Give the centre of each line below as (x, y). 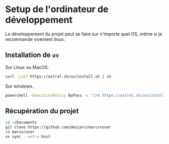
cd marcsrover (20, 132)
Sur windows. (19, 86)
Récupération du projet (42, 111)
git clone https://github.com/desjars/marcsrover (58, 127)
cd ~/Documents (21, 123)
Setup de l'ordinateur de (57, 9)
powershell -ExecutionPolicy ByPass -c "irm (53, 95)
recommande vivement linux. (35, 39)
